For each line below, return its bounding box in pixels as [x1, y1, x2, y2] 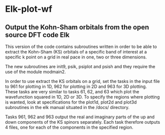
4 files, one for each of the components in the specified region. [5, 124, 133, 130]
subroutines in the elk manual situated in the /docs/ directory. [5, 105, 130, 110]
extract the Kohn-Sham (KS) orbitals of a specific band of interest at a [5, 49, 147, 54]
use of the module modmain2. [5, 69, 66, 75]
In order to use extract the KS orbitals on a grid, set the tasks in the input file [5, 79, 160, 84]
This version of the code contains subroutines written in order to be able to [5, 44, 157, 50]
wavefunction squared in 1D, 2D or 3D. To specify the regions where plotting [5, 94, 160, 100]
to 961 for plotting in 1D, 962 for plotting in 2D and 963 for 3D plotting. [5, 83, 147, 89]
